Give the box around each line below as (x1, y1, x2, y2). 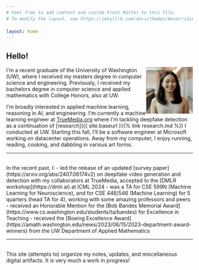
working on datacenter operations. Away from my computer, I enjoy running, (6, 135, 192, 142)
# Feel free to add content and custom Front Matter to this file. (6, 9, 176, 15)
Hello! (6, 51, 28, 61)
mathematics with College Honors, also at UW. (6, 92, 120, 99)
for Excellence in (138, 208, 179, 216)
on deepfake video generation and (97, 171, 181, 178)
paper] (153, 165, 170, 172)
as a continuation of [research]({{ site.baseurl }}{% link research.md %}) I (6, 122, 187, 130)
